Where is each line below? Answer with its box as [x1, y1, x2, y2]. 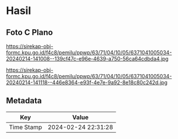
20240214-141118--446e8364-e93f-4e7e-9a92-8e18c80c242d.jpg [6, 79, 167, 86]
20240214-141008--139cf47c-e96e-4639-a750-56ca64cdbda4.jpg [6, 55, 169, 62]
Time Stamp [9, 123, 43, 131]
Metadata [6, 96, 42, 106]
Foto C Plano [6, 27, 53, 37]
